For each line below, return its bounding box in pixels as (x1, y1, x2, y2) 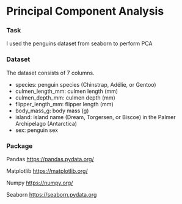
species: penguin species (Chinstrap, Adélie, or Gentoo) (15, 81, 157, 88)
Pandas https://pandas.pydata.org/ (6, 156, 94, 163)
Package (6, 142, 33, 150)
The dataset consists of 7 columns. (6, 69, 95, 76)
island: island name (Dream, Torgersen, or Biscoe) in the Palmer (15, 113, 176, 120)
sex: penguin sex (15, 126, 58, 134)
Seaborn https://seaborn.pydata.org (6, 191, 97, 199)
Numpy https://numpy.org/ (6, 179, 73, 187)
